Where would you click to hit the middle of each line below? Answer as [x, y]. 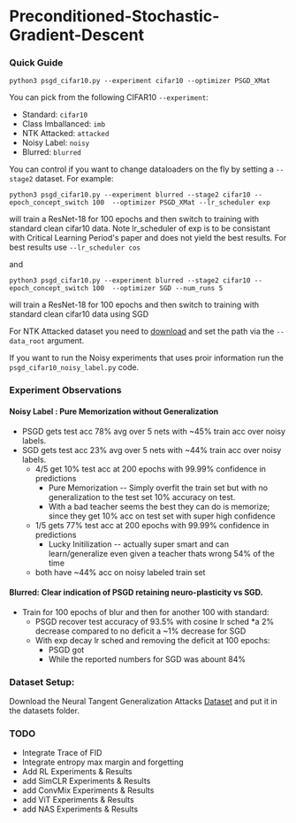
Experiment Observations [65, 390]
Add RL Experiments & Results [77, 772]
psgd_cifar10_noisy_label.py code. [74, 367]
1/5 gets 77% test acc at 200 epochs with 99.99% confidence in [152, 525]
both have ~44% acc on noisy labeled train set [120, 572]
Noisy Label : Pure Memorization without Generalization [114, 411]
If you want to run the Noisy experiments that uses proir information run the [147, 358]
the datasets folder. [44, 711]
